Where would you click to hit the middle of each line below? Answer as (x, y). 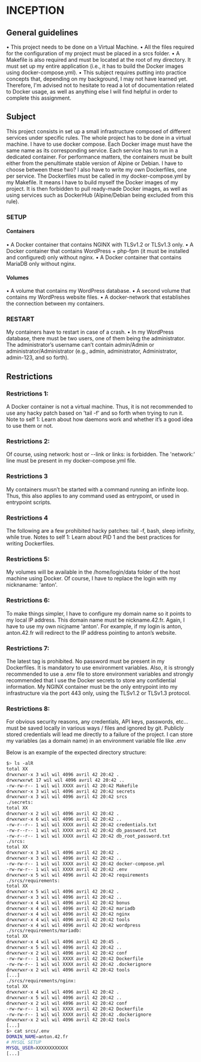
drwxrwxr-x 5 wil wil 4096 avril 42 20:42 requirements (77, 875)
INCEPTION (35, 10)
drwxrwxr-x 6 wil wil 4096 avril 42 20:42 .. (64, 819)
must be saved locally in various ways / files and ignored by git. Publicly (95, 728)
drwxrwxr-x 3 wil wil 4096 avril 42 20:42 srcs (67, 797)
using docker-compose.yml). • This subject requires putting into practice (96, 72)
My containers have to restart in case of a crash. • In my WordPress (90, 332)
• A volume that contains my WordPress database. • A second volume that (98, 291)
